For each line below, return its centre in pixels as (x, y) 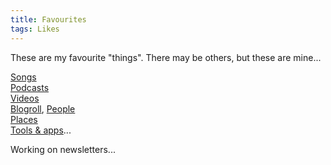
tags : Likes (35, 29)
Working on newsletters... (63, 149)
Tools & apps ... (41, 130)
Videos (25, 98)
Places (24, 119)
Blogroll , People (43, 108)
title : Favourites (48, 19)
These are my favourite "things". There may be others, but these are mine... (166, 57)
